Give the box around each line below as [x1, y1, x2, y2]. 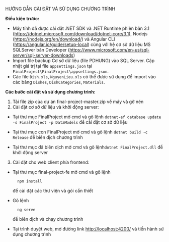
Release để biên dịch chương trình [12, 134, 83, 140]
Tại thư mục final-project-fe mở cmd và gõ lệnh [12, 169, 111, 175]
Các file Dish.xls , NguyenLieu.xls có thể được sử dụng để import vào [12, 74, 156, 79]
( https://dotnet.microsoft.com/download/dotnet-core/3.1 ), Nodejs [12, 31, 148, 36]
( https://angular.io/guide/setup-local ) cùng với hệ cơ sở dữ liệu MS [12, 41, 151, 47]
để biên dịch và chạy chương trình [12, 216, 83, 222]
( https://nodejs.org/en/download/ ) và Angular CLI [12, 36, 115, 42]
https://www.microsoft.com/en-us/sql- [69, 47, 150, 53]
